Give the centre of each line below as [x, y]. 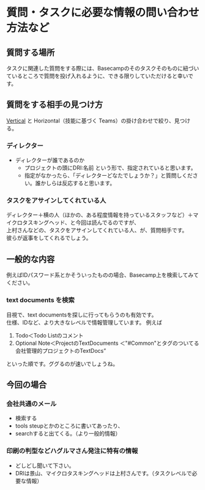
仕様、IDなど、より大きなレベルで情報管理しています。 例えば [84, 322]
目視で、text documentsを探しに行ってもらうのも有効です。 [82, 315]
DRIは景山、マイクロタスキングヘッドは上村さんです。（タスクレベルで [103, 473]
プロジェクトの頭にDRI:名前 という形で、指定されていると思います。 [110, 168]
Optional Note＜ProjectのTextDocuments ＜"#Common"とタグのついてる [107, 343]
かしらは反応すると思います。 [78, 183]
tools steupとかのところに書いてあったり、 [69, 426]
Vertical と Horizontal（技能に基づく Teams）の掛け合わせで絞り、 [90, 121]
